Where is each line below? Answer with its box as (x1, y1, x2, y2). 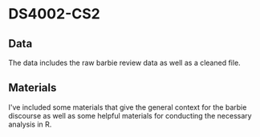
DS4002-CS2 (8, 5, 100, 23)
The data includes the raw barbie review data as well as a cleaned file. (8, 58, 241, 67)
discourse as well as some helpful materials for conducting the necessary (8, 111, 252, 120)
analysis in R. (8, 119, 52, 129)
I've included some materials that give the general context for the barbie (8, 102, 247, 112)
